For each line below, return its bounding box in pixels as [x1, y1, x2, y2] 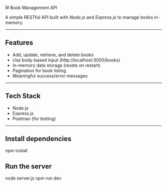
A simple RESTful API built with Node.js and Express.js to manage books [5, 14, 153, 20]
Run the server [5, 162, 52, 171]
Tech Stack [5, 92, 41, 100]
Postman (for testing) [12, 116, 56, 122]
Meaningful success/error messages [12, 72, 88, 79]
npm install [5, 148, 28, 154]
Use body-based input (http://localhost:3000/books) [12, 57, 120, 63]
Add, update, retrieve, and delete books [12, 52, 94, 58]
